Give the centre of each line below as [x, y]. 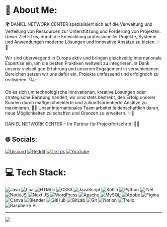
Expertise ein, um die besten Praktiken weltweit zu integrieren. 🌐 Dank [77, 63]
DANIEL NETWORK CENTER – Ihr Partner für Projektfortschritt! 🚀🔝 [73, 124]
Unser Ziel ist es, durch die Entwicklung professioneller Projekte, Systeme [81, 36]
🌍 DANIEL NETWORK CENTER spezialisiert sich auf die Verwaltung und [79, 24]
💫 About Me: [31, 10]
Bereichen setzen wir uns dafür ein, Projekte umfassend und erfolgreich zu [82, 74]
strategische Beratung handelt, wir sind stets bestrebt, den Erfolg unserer [80, 97]
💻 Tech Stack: [36, 172]
